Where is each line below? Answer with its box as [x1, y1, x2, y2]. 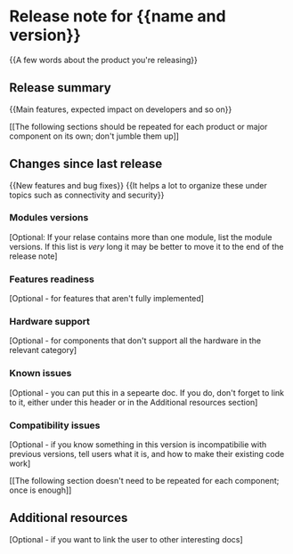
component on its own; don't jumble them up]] [9, 131, 180, 141]
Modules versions [9, 212, 89, 224]
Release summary [9, 80, 111, 95]
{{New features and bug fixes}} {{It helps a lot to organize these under [9, 180, 267, 190]
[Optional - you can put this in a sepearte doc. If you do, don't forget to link [9, 387, 285, 397]
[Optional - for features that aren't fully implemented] [9, 293, 205, 304]
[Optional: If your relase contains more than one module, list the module [9, 231, 273, 242]
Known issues [9, 367, 72, 380]
